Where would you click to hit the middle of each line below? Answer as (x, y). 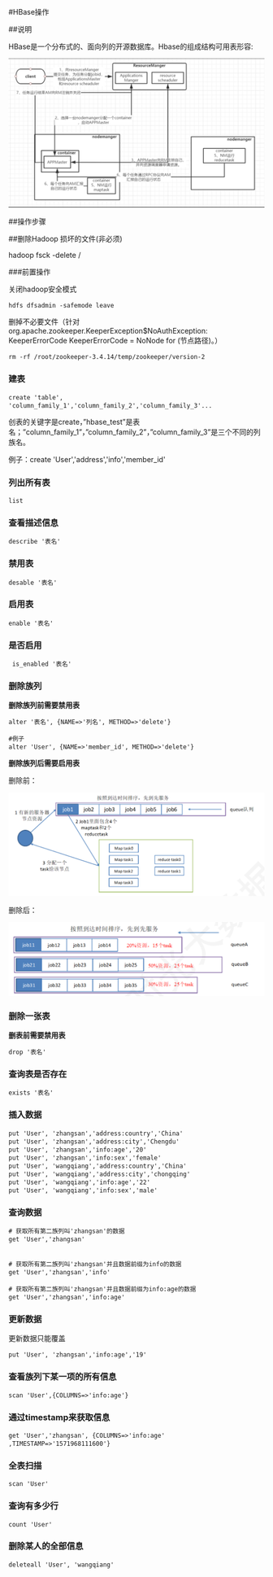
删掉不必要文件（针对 (44, 322)
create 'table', (36, 397)
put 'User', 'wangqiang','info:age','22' (80, 1182)
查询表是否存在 (38, 1074)
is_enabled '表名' (42, 664)
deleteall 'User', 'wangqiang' (61, 1565)
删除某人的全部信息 (46, 1546)
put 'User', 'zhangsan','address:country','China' (96, 1134)
